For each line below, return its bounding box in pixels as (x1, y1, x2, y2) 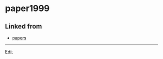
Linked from (5, 22, 42, 30)
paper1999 (5, 3, 50, 14)
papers (12, 35, 27, 41)
